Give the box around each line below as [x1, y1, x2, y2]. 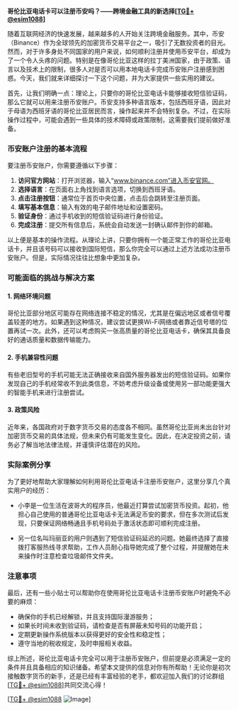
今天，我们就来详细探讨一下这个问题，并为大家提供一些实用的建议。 [19, 74, 218, 82]
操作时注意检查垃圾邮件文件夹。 [23, 552, 118, 560]
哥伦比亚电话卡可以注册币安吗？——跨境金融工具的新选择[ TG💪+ [7, 7, 195, 15]
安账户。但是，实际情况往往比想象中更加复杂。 [7, 253, 144, 262]
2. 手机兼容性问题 [7, 353, 59, 362]
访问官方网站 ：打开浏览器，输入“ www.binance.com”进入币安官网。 [17, 177, 215, 185]
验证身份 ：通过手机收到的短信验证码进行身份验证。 [17, 212, 167, 221]
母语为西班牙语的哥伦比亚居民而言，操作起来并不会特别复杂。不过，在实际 [13, 106, 231, 115]
